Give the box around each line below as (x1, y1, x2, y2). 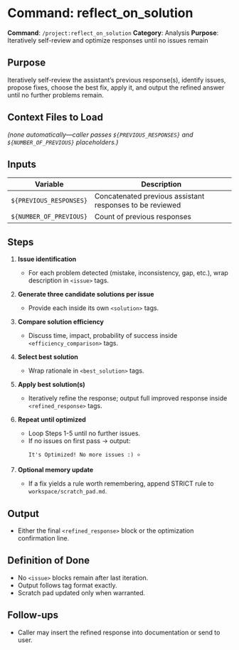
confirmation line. (17, 534, 70, 542)
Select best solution (17, 353, 78, 361)
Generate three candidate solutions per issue (17, 290, 154, 299)
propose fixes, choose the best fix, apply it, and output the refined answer (7, 83, 225, 92)
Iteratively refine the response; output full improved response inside (28, 394, 228, 403)
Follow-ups (7, 609, 59, 622)
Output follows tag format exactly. (17, 581, 117, 590)
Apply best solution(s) (17, 380, 85, 389)
